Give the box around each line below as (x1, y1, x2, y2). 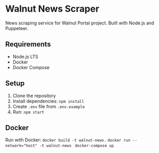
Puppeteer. (5, 25, 29, 31)
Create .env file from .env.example (12, 103, 85, 109)
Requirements (5, 40, 51, 49)
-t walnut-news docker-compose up (39, 143, 114, 148)
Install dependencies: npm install (12, 98, 84, 104)
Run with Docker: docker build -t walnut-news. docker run (5, 137, 131, 143)
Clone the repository (12, 93, 56, 99)
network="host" (5, 143, 38, 148)
